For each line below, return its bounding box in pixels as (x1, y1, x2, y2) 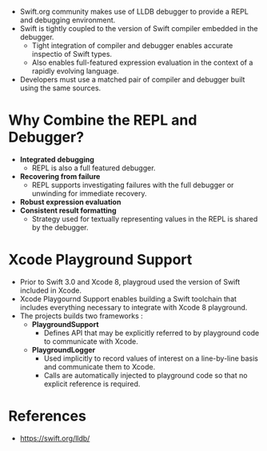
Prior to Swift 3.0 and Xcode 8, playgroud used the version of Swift (19, 277, 241, 286)
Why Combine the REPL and (8, 111, 197, 130)
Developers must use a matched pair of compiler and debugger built (19, 75, 245, 84)
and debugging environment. (19, 15, 116, 25)
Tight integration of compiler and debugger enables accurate (31, 41, 233, 50)
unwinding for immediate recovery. (31, 188, 147, 198)
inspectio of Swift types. (31, 50, 113, 58)
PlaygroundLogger (31, 345, 96, 354)
